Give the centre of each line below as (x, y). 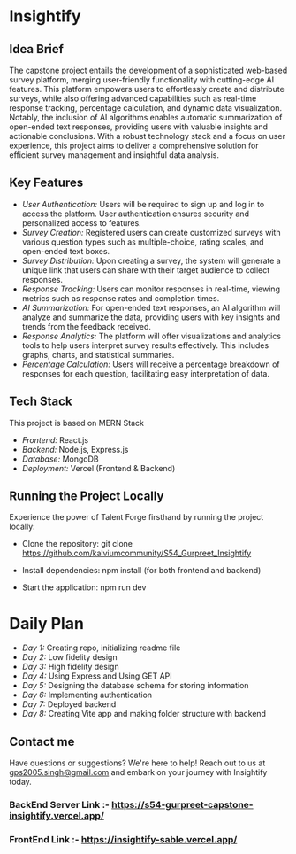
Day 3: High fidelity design (70, 667)
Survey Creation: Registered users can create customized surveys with (151, 232)
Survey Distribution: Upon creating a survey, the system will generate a (151, 260)
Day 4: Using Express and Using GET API (97, 676)
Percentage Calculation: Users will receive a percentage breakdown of (151, 364)
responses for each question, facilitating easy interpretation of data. (145, 373)
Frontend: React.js (55, 439)
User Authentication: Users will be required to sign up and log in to (143, 204)
